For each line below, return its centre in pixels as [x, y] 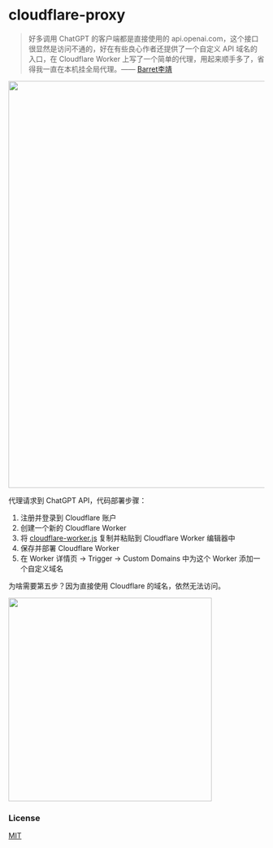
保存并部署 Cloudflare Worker [69, 548]
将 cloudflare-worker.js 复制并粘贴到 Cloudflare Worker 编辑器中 [128, 538]
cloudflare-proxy [67, 15]
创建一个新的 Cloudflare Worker [73, 527]
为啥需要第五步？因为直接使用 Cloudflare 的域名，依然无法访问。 [117, 586]
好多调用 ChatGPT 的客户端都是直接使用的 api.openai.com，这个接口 [143, 38]
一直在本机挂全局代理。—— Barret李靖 [108, 69]
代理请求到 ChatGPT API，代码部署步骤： [78, 500]
